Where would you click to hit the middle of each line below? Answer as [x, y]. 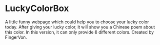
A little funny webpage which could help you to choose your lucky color [77, 22]
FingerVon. [16, 37]
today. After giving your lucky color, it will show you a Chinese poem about [80, 27]
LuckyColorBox [37, 8]
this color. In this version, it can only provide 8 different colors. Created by [80, 32]
